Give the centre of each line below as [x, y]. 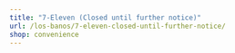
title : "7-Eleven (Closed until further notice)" [106, 18]
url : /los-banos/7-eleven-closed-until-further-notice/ [117, 26]
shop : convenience [44, 34]
